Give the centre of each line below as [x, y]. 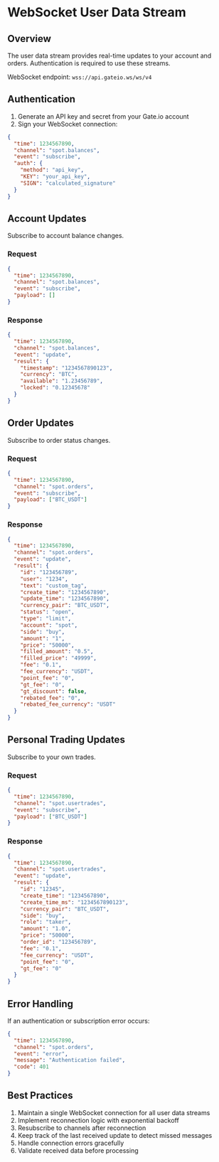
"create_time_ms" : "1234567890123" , [75, 902]
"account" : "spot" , [49, 625]
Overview [30, 39]
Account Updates [47, 219]
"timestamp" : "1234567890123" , [66, 368]
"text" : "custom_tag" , [54, 586]
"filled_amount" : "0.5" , [57, 652]
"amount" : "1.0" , [46, 929]
